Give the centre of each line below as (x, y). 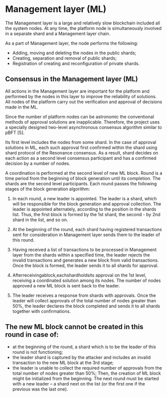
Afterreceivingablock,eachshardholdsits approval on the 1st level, (79, 275)
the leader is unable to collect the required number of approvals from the (87, 368)
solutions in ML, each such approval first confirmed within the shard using (81, 147)
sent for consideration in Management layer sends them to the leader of (86, 235)
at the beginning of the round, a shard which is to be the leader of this (84, 347)
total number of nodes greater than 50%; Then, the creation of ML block (86, 373)
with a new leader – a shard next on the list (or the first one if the (79, 384)
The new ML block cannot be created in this (74, 327)
